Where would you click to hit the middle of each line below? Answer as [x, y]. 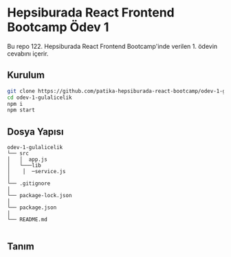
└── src [18, 154]
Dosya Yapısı [35, 132]
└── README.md [27, 220]
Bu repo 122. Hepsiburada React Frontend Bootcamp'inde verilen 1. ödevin [112, 46]
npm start [21, 110]
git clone [21, 91]
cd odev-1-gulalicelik [40, 98]
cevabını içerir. [28, 54]
